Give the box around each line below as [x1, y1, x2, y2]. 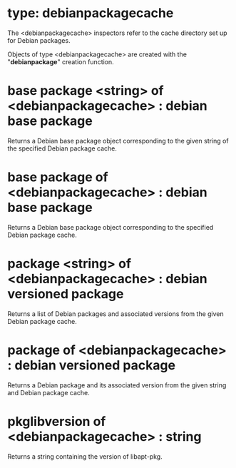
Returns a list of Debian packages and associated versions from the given [7, 309, 225, 318]
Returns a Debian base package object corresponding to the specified [7, 223, 214, 231]
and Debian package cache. [7, 388, 91, 397]
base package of [7, 169, 108, 185]
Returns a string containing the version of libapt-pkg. [7, 452, 163, 461]
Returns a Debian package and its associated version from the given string [7, 380, 227, 390]
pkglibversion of [7, 413, 106, 429]
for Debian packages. [7, 36, 71, 44]
